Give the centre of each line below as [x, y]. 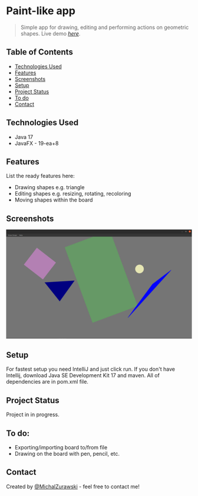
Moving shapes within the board [54, 200]
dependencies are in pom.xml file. [47, 382]
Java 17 [24, 137]
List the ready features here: [40, 176]
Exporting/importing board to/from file [61, 447]
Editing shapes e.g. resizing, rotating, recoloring [73, 194]
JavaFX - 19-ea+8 [37, 143]
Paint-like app [41, 11]
